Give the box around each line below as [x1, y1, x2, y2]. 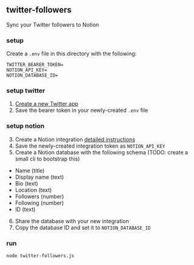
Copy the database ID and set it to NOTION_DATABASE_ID [15, 224, 151, 231]
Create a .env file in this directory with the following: [6, 50, 137, 57]
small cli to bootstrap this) [15, 155, 80, 162]
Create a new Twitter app [15, 100, 79, 108]
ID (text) [15, 205, 36, 213]
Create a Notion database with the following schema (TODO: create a [15, 148, 189, 156]
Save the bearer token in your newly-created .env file [15, 106, 149, 114]
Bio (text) [15, 179, 38, 187]
